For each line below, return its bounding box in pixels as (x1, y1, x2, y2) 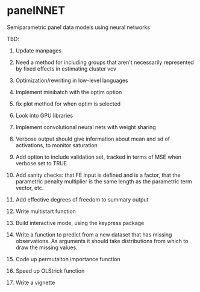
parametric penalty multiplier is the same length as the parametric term (15, 177, 192, 185)
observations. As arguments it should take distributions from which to (15, 237, 189, 244)
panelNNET (7, 4, 66, 17)
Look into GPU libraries (15, 112, 73, 119)
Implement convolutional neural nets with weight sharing (15, 123, 156, 130)
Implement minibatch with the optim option (15, 88, 122, 95)
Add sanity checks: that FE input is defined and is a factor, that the (15, 171, 181, 179)
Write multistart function (15, 208, 76, 215)
